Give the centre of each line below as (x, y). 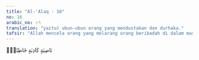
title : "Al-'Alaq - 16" (36, 11)
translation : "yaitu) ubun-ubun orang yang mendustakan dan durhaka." (95, 28)
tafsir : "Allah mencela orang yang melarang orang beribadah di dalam (95, 34)
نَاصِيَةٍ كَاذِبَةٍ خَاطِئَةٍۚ (29, 50)
